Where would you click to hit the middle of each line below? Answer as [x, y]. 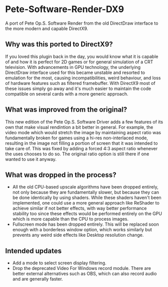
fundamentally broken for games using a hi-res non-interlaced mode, [77, 138]
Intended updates [33, 251]
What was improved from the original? [66, 110]
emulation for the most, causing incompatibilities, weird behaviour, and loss [83, 78]
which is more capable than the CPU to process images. [70, 219]
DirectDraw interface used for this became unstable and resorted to [75, 72]
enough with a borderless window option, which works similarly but [82, 230]
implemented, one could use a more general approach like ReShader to [86, 203]
